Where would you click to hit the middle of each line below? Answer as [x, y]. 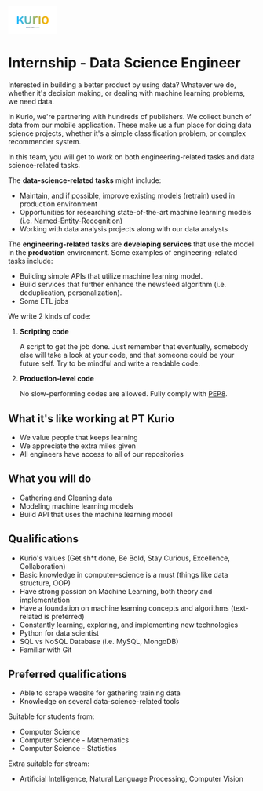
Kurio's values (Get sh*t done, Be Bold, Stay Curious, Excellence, [124, 558]
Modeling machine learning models [76, 506]
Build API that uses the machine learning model [96, 514]
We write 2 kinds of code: [50, 316]
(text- [239, 608]
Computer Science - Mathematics [74, 740]
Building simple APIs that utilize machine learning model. [111, 276]
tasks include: [31, 261]
